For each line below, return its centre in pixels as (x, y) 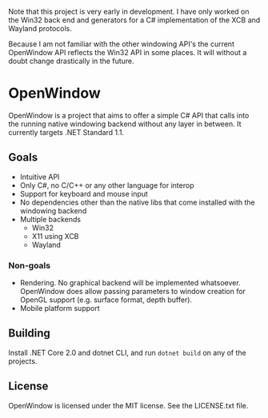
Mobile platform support (60, 309)
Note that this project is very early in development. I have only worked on (129, 12)
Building (29, 334)
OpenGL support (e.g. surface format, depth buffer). (106, 300)
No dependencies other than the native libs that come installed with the (137, 202)
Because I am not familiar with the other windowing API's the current (121, 44)
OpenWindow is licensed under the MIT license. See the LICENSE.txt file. (128, 405)
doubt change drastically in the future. (71, 61)
